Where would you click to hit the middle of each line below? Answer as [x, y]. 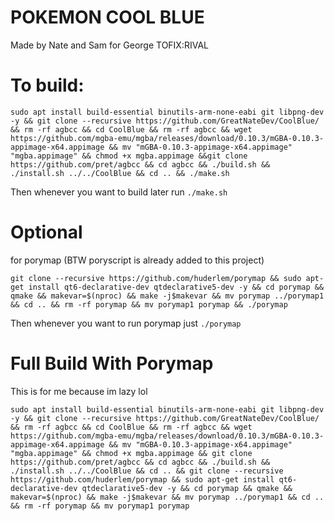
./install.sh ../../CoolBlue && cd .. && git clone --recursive [147, 471]
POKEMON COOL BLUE [107, 17]
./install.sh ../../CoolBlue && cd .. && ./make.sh [120, 173]
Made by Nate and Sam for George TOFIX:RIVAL [110, 45]
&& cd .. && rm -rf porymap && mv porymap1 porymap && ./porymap [149, 304]
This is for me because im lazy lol [79, 391]
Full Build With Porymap [112, 363]
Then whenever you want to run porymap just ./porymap [126, 323]
